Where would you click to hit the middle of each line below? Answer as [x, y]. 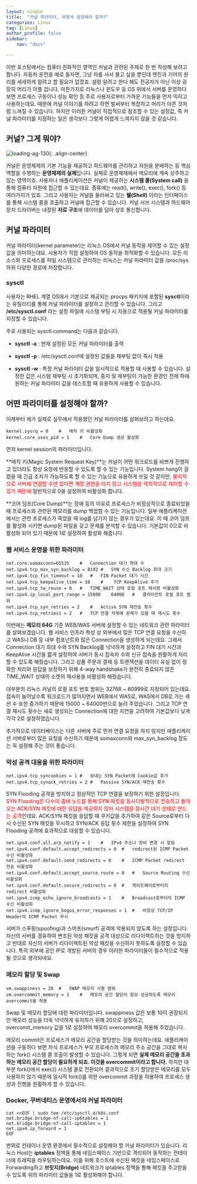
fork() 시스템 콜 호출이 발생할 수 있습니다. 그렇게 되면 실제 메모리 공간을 [98, 1055]
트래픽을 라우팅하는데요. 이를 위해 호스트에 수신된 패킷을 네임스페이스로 [98, 1160]
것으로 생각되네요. [33, 958]
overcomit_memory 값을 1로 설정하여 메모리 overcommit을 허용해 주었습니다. [95, 1027]
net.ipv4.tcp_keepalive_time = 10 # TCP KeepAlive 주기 [82, 582]
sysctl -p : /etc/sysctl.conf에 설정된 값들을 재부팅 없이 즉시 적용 [89, 356]
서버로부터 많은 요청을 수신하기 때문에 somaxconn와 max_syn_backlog [94, 738]
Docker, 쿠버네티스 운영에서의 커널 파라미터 [64, 1100]
